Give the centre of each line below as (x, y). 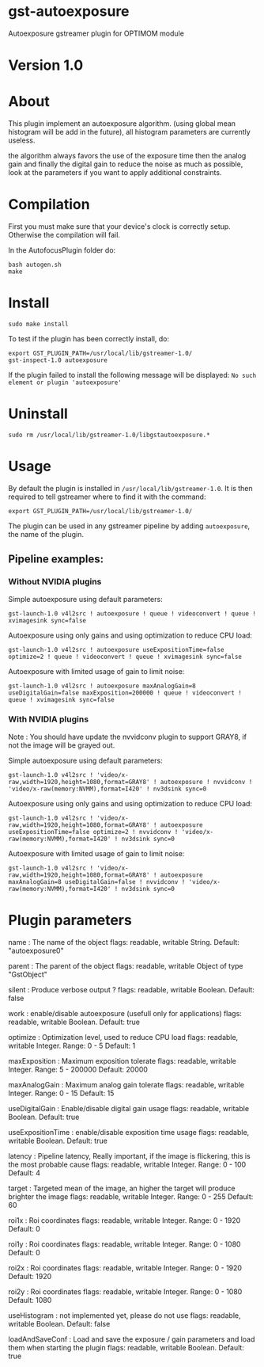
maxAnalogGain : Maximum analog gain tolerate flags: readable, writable (126, 1084)
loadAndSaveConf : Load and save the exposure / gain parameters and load (132, 1339)
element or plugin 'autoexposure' (65, 383)
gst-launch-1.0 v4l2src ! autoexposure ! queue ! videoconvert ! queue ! (132, 613)
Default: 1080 (30, 1300)
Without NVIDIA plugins (55, 582)
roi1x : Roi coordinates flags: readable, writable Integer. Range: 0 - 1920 (124, 1220)
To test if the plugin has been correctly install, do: (89, 338)
